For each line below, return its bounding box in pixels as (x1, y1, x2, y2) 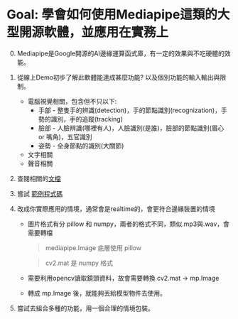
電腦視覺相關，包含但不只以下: (27, 97, 117, 105)
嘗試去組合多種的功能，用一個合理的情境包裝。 (16, 303, 154, 313)
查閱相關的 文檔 (16, 174, 61, 183)
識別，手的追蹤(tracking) (50, 114, 124, 123)
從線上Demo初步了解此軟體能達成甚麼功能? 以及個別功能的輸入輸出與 (16, 72, 220, 82)
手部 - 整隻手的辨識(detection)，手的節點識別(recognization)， (38, 106, 222, 114)
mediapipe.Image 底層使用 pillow (45, 243, 142, 252)
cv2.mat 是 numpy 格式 (45, 259, 114, 267)
